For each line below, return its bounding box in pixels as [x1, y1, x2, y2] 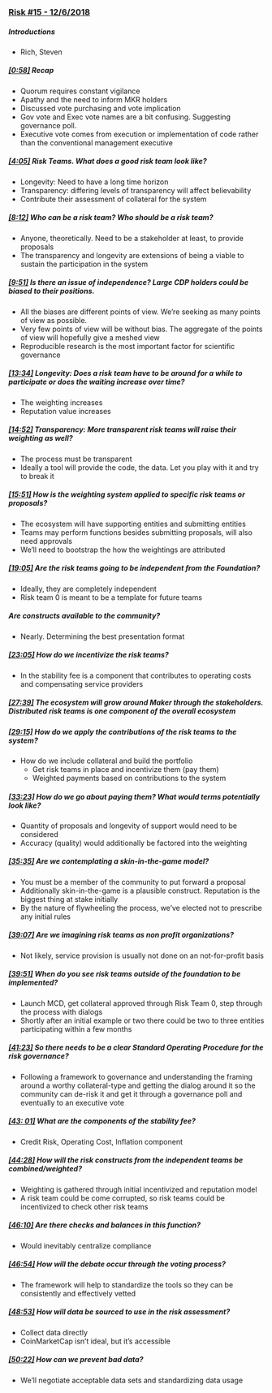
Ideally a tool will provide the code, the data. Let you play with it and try [19, 462, 259, 472]
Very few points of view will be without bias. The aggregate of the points [19, 324, 263, 334]
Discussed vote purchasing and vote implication [19, 103, 181, 113]
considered [19, 829, 58, 839]
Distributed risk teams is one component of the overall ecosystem [8, 706, 236, 716]
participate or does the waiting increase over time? [8, 377, 185, 387]
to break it [19, 471, 54, 481]
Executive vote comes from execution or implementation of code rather [19, 129, 259, 139]
